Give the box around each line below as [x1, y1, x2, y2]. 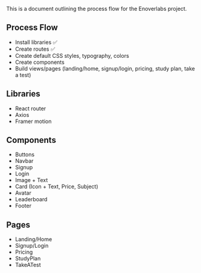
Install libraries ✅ [14, 39, 58, 46]
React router [14, 105, 46, 112]
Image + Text [14, 177, 48, 184]
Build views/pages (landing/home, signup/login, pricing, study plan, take [14, 64, 195, 72]
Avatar [14, 189, 31, 196]
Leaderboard [14, 196, 48, 203]
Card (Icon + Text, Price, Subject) [14, 183, 98, 190]
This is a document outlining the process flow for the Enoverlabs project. [6, 5, 187, 12]
